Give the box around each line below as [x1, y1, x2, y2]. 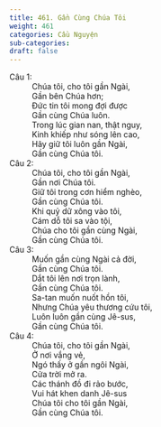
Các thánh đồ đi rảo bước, [31, 378, 129, 389]
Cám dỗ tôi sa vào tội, [31, 216, 112, 227]
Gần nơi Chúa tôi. [31, 177, 96, 188]
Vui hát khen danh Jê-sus [31, 388, 128, 399]
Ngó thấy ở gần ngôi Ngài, [31, 359, 129, 370]
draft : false [9, 47, 58, 56]
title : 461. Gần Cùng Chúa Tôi [9, 13, 127, 23]
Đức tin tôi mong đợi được [31, 100, 129, 111]
